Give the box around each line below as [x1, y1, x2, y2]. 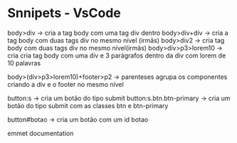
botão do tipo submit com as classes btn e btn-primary [7, 101, 169, 110]
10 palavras [7, 58, 41, 67]
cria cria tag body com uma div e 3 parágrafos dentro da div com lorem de [7, 51, 226, 60]
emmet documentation [7, 129, 74, 137]
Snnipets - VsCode [7, 5, 121, 21]
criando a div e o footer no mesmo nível [7, 80, 125, 88]
